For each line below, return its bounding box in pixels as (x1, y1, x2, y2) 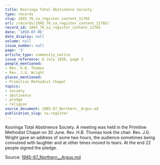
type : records (5, 12, 34, 16)
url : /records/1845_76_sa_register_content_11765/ (5, 20, 110, 26)
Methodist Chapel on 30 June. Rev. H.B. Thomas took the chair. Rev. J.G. (5, 129, 150, 135)
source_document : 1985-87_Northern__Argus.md (5, 106, 98, 112)
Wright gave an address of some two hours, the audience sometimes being (5, 134, 155, 140)
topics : (5, 83, 21, 89)
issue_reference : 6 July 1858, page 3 (5, 57, 83, 62)
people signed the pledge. (5, 145, 57, 150)
